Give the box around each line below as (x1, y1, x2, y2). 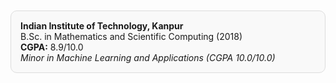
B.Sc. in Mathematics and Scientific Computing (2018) (20, 31, 243, 42)
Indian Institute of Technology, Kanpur (20, 20, 184, 32)
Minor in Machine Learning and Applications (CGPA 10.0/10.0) (20, 52, 276, 63)
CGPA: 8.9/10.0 (20, 41, 84, 53)
